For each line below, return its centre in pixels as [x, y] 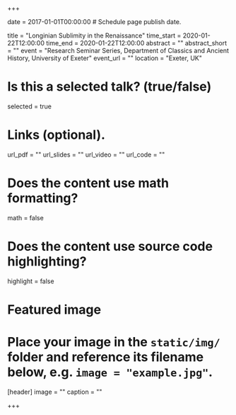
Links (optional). [57, 135]
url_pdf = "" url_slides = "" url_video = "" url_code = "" [86, 154]
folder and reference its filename [105, 357]
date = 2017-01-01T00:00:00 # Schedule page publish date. [94, 22]
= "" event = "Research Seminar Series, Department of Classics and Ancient [118, 51]
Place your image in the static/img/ [114, 342]
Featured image [54, 309]
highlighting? [47, 261]
